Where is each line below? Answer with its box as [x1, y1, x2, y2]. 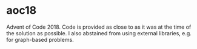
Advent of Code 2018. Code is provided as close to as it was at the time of [6, 23, 192, 30]
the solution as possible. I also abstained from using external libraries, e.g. [6, 29, 192, 36]
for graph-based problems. [6, 36, 74, 43]
